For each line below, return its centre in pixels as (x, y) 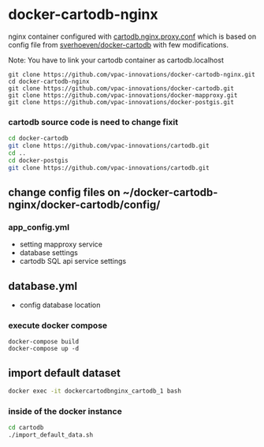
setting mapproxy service (61, 244)
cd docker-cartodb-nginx (49, 81)
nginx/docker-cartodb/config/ (84, 205)
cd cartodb (26, 428)
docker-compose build (44, 342)
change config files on (64, 192)
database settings (49, 253)
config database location (60, 305)
